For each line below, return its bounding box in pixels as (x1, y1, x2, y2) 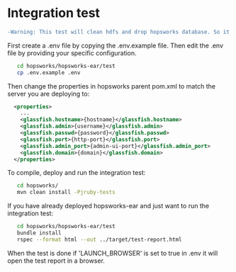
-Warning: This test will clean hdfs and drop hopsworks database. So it (7, 28, 230, 35)
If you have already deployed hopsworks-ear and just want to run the (7, 202, 210, 210)
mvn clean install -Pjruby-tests (16, 189, 116, 196)
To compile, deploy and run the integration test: (7, 169, 146, 177)
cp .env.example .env (16, 69, 81, 76)
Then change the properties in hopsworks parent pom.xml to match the (7, 81, 216, 90)
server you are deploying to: (7, 89, 90, 98)
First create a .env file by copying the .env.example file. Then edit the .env (7, 41, 224, 50)
